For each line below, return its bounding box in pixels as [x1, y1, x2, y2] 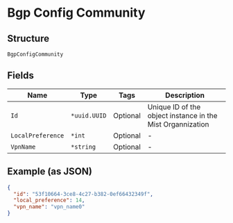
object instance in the [147, 110, 218, 120]
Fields [7, 69, 35, 81]
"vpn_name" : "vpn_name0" [13, 204, 85, 210]
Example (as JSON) [7, 165, 92, 178]
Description [165, 90, 205, 100]
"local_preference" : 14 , [13, 197, 85, 204]
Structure [7, 33, 50, 44]
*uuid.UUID [70, 111, 107, 119]
